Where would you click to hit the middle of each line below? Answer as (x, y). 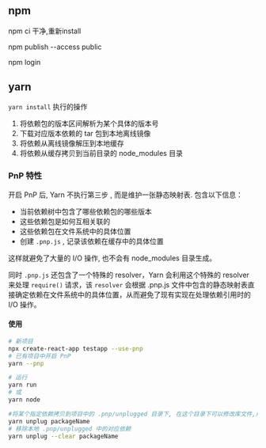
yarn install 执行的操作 (48, 107)
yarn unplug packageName (49, 421)
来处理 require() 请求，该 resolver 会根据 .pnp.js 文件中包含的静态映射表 (128, 284)
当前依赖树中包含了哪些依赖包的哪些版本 (85, 211)
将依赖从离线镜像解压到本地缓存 (72, 143)
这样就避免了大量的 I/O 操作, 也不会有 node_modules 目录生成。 (112, 258)
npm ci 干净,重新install (45, 31)
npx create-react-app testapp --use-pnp (76, 348)
